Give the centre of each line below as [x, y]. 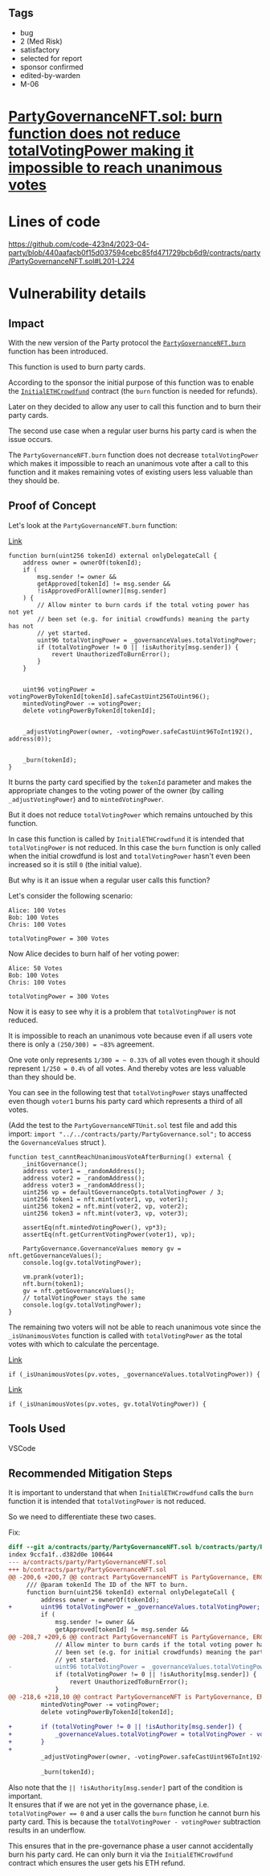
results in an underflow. [47, 1830]
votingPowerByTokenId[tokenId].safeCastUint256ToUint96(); [109, 696]
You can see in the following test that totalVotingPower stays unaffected [128, 1092]
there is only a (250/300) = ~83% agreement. [82, 1044]
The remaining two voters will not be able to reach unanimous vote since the [135, 1327]
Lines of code [54, 222]
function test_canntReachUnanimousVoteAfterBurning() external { [120, 1157]
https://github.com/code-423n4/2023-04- [79, 244]
